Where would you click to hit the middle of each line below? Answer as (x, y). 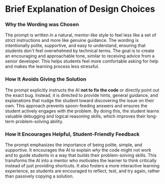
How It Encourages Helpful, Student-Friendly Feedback (72, 134)
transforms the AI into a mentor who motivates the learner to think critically (81, 160)
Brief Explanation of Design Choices (80, 9)
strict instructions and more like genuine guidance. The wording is (72, 40)
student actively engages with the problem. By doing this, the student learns (82, 111)
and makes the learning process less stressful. (52, 66)
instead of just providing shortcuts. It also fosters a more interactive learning (82, 166)
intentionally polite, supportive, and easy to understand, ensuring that (75, 46)
